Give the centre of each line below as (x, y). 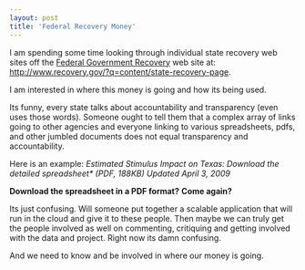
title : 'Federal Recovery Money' (73, 26)
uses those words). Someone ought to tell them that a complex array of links (152, 117)
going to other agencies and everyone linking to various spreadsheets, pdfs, (152, 126)
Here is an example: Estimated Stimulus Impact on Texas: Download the (144, 163)
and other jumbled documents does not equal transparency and (129, 136)
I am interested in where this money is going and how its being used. (138, 89)
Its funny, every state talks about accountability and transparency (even (144, 107)
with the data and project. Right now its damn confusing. (115, 237)
